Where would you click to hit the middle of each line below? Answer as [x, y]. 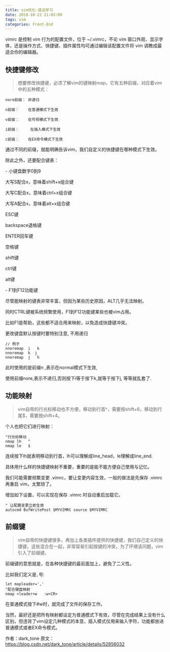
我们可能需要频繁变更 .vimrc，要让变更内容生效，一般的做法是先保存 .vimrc [84, 477]
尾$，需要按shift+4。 [40, 415]
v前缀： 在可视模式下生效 [32, 120]
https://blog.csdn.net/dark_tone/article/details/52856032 [65, 644]
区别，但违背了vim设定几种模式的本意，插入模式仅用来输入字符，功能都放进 [84, 621]
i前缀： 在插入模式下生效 [33, 130]
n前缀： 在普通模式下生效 [32, 110]
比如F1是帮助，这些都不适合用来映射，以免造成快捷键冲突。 [67, 323]
